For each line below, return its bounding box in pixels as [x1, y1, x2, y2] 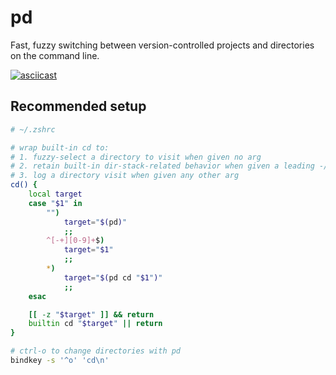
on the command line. [10, 49, 100, 61]
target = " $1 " [63, 245, 114, 255]
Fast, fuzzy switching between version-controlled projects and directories [10, 39, 315, 51]
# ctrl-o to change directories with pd [10, 346, 182, 356]
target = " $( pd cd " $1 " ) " [63, 272, 163, 283]
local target [28, 189, 83, 199]
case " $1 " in [28, 198, 83, 208]
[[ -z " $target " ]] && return [28, 309, 155, 320]
